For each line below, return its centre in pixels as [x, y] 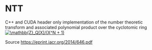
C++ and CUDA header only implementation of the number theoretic [74, 22]
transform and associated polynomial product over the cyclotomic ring [76, 27]
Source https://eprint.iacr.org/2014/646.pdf [49, 42]
